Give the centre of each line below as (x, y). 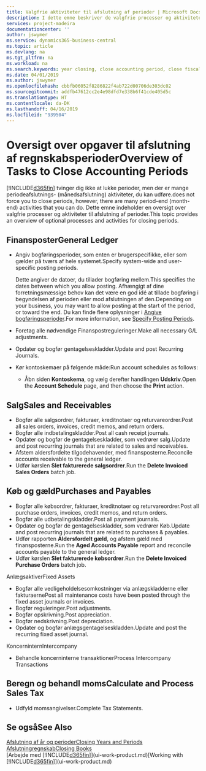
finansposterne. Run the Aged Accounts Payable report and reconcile (103, 545)
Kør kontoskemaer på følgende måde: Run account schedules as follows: (106, 367)
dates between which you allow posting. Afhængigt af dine (90, 286)
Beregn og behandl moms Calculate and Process (100, 684)
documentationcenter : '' (38, 29)
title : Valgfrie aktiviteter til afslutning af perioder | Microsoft (97, 12)
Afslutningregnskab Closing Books (49, 748)
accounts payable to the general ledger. (66, 551)
